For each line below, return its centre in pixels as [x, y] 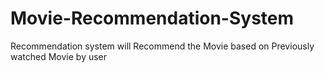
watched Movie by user [59, 56]
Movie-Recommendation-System [152, 18]
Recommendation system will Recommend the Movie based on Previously [162, 46]
